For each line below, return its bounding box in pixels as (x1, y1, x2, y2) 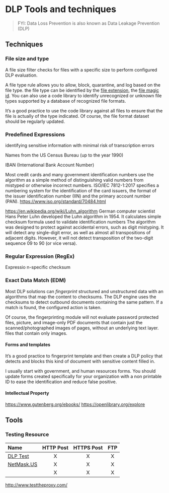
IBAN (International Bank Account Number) (5, 162, 95, 168)
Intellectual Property (5, 390, 49, 396)
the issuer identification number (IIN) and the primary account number (5, 193, 151, 199)
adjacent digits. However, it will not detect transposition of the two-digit (5, 235, 153, 241)
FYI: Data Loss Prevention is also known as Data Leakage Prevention (17, 20, 160, 26)
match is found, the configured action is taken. (5, 304, 102, 310)
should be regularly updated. (5, 118, 65, 124)
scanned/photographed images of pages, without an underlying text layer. (5, 325, 159, 331)
